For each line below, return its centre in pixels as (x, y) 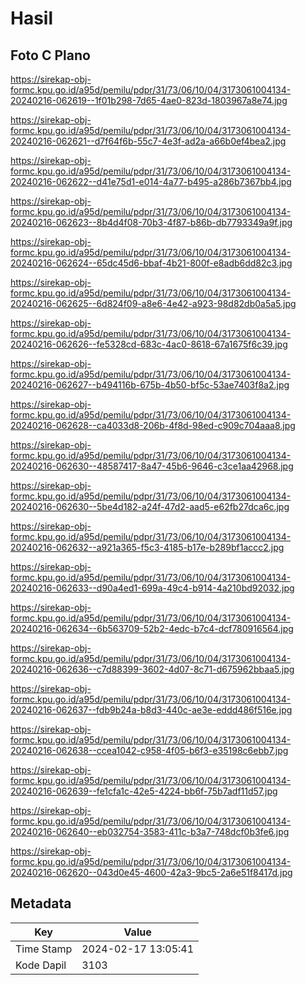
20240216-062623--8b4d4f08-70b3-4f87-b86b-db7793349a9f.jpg (151, 222)
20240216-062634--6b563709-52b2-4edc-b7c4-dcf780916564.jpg (152, 628)
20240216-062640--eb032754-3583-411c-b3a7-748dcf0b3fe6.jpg (150, 831)
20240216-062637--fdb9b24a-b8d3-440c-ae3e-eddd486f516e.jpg (151, 710)
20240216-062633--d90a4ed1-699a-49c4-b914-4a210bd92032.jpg (152, 588)
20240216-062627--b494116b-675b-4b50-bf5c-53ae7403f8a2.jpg (150, 385)
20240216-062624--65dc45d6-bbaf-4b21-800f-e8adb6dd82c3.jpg (151, 263)
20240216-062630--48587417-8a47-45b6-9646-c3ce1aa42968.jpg (152, 466)
